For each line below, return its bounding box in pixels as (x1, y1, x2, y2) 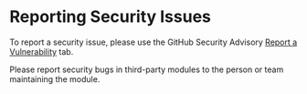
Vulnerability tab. (9, 46, 74, 57)
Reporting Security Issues (9, 6, 212, 27)
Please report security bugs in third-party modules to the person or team (9, 64, 284, 75)
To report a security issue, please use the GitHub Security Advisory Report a (9, 37, 298, 47)
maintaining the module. (9, 73, 101, 84)
